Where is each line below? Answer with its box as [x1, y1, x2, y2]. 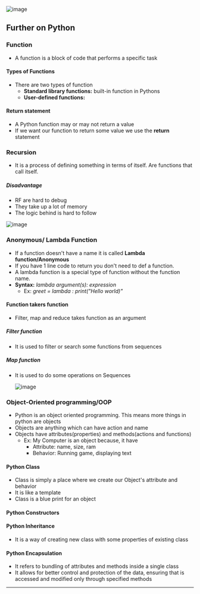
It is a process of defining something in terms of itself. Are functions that [14, 161, 192, 169]
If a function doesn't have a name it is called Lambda [14, 249, 145, 256]
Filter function [6, 328, 42, 335]
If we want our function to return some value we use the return [14, 127, 170, 134]
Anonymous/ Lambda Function [6, 236, 98, 244]
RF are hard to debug [14, 197, 67, 204]
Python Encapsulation [6, 549, 62, 556]
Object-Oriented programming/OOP [6, 398, 112, 406]
